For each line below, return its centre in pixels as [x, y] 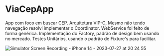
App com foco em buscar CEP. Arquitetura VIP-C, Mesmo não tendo [75, 23]
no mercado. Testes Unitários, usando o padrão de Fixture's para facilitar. [81, 39]
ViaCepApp [29, 9]
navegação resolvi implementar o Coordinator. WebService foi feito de [77, 28]
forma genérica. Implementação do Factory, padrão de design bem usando [82, 33]
